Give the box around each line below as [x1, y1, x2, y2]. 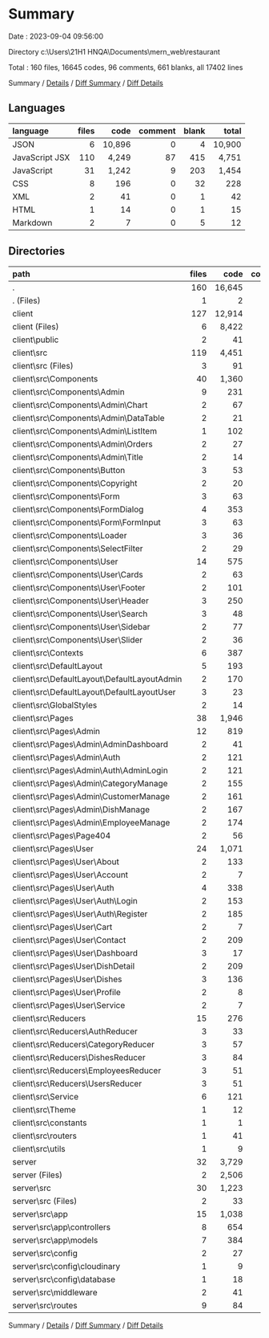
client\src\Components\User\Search [12, 608, 148, 619]
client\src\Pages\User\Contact [12, 934, 126, 945]
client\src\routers [12, 1130, 78, 1141]
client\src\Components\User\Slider [12, 634, 143, 645]
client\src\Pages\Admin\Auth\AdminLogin [12, 765, 168, 776]
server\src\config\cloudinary [12, 1260, 121, 1271]
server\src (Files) [12, 1195, 78, 1206]
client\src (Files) [12, 360, 74, 371]
